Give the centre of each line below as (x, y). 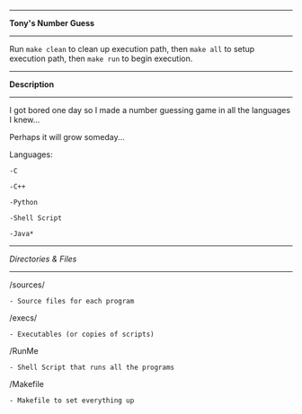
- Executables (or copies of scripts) (82, 334)
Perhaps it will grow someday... (67, 137)
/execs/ (23, 318)
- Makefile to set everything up (72, 401)
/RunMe (24, 351)
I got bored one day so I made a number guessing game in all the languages (150, 110)
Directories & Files (43, 259)
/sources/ (27, 285)
